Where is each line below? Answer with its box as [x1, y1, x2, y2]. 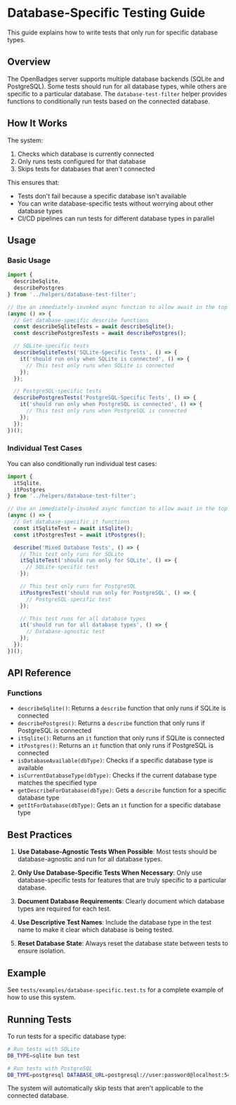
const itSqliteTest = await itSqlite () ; [13, 524, 133, 531]
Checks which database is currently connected [17, 150, 155, 158]
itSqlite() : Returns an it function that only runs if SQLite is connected [17, 734, 225, 742]
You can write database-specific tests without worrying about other [17, 199, 214, 208]
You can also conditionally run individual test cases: [7, 459, 157, 468]
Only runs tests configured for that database [17, 157, 146, 166]
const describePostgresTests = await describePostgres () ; [13, 330, 188, 337]
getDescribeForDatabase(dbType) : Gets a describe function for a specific [17, 786, 227, 795]
